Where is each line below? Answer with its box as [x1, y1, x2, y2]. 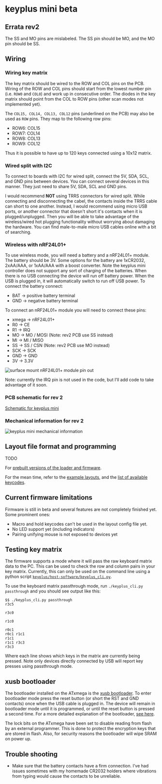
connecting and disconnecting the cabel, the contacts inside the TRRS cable [5, 198, 157, 204]
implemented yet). [5, 101, 42, 107]
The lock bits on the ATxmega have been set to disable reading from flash [5, 720, 152, 726]
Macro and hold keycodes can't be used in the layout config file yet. [12, 521, 147, 527]
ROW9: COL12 [12, 140, 41, 146]
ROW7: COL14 [12, 130, 40, 136]
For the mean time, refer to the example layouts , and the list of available [5, 474, 148, 480]
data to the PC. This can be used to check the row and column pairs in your [5, 563, 156, 569]
